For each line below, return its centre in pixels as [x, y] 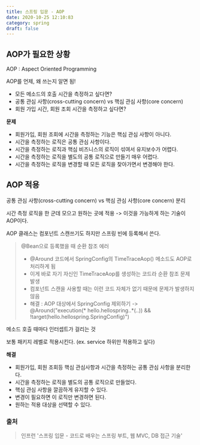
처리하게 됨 [43, 266]
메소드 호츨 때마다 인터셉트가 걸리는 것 [51, 329]
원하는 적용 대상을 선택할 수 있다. [53, 404]
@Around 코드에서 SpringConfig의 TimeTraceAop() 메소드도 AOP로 [111, 258]
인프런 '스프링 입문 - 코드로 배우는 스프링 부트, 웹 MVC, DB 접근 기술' [101, 436]
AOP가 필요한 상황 [38, 54]
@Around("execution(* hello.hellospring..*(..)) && [90, 310]
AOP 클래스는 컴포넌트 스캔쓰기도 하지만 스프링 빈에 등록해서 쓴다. [84, 233]
